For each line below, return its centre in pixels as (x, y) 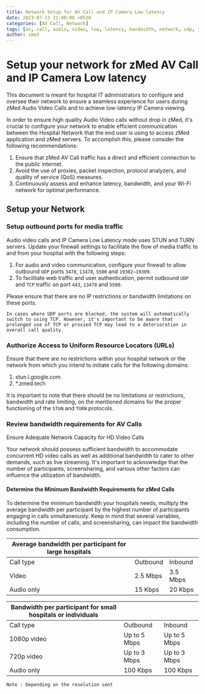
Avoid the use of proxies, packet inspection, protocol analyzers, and (100, 171)
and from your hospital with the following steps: (66, 253)
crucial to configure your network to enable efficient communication (92, 127)
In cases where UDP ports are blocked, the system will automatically (98, 314)
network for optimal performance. (58, 190)
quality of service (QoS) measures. (59, 177)
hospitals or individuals (63, 615)
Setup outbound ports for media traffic (65, 227)
